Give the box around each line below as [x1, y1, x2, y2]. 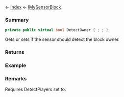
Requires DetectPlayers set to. [5, 86, 66, 93]
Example [5, 62, 26, 69]
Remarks [5, 75, 27, 82]
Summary [5, 16, 29, 23]
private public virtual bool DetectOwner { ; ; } [5, 28, 109, 32]
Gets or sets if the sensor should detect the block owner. [5, 36, 120, 42]
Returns [5, 49, 25, 56]
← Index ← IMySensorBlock [5, 4, 61, 10]
